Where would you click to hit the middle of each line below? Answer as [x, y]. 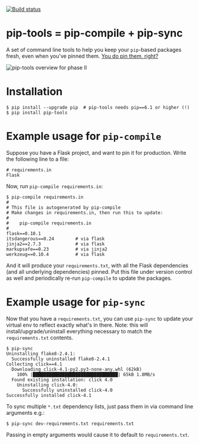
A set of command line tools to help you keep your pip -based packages [94, 49]
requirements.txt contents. [40, 337]
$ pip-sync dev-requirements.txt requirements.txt [70, 423]
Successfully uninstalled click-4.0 [67, 390]
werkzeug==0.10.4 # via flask [56, 254]
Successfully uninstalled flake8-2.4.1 [61, 359]
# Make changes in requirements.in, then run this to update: [85, 212]
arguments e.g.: [26, 412]
